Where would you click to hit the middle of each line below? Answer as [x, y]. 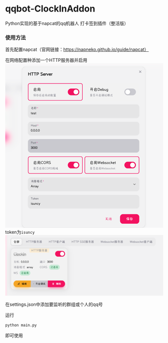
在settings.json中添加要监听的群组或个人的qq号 [54, 304]
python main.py [21, 325]
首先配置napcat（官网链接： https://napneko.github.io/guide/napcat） [77, 50]
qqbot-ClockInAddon [50, 9]
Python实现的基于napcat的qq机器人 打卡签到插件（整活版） [67, 23]
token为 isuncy [20, 232]
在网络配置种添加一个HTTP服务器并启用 [46, 60]
